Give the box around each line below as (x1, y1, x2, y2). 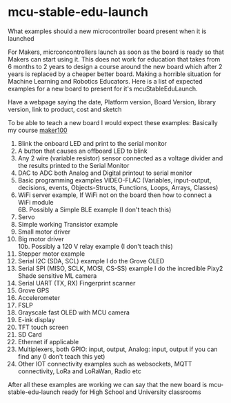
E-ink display (17, 315, 55, 324)
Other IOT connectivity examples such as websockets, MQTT (17, 359, 192, 368)
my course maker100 (8, 126, 68, 134)
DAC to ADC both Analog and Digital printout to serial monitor (17, 169, 192, 177)
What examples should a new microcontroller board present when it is (8, 27, 207, 35)
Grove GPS (17, 286, 50, 294)
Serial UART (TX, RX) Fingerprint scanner (17, 279, 136, 287)
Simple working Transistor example (17, 220, 119, 228)
